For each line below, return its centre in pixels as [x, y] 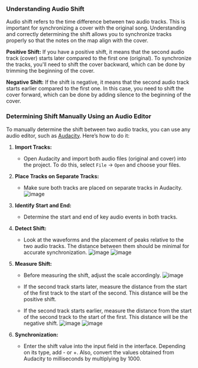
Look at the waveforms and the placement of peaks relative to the [104, 240]
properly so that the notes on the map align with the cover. [77, 41]
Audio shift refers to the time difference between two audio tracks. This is [95, 22]
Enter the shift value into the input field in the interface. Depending [105, 346]
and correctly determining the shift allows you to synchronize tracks [89, 34]
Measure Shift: [33, 263]
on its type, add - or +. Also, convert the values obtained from [99, 352]
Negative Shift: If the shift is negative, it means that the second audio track [98, 82]
